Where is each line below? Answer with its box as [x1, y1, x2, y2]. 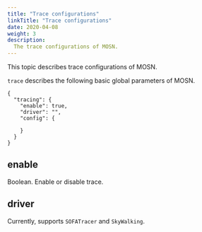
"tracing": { [13, 96, 52, 103]
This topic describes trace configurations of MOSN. [7, 63, 158, 71]
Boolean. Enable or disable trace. [7, 178, 104, 186]
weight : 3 [7, 30, 37, 37]
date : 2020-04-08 [7, 23, 59, 30]
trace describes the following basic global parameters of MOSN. [7, 76, 196, 85]
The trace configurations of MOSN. [13, 43, 119, 50]
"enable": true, [20, 103, 69, 110]
